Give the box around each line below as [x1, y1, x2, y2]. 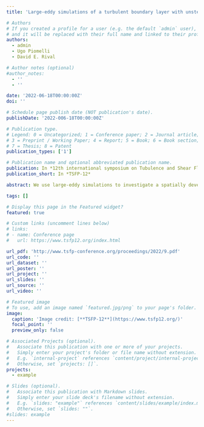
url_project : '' [6, 271, 47, 277]
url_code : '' [6, 254, 39, 260]
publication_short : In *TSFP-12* [6, 171, 91, 177]
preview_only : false [12, 327, 64, 333]
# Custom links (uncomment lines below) [6, 220, 110, 227]
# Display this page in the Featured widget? [6, 204, 123, 210]
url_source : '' [6, 282, 45, 289]
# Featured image [6, 299, 50, 305]
